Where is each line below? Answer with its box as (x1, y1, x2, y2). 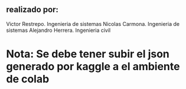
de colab (6, 72, 50, 85)
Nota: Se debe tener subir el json (6, 47, 170, 61)
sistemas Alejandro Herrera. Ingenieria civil (6, 27, 111, 34)
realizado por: (6, 5, 59, 15)
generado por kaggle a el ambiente (6, 60, 180, 73)
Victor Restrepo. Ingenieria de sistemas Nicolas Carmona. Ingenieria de (6, 20, 180, 27)
